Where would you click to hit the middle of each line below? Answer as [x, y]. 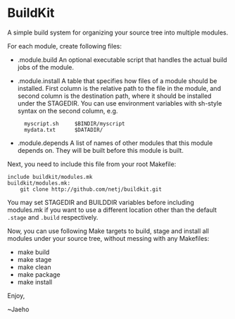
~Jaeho [18, 309]
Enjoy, [16, 295]
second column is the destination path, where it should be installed [114, 96]
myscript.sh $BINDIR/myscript [75, 124]
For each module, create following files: [64, 46]
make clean [34, 267]
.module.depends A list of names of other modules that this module [115, 143]
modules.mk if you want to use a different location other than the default [112, 210]
